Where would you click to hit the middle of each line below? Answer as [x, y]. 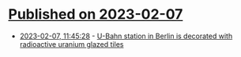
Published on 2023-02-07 [96, 14]
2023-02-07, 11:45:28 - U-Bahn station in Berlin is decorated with [126, 36]
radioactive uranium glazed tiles [72, 44]
